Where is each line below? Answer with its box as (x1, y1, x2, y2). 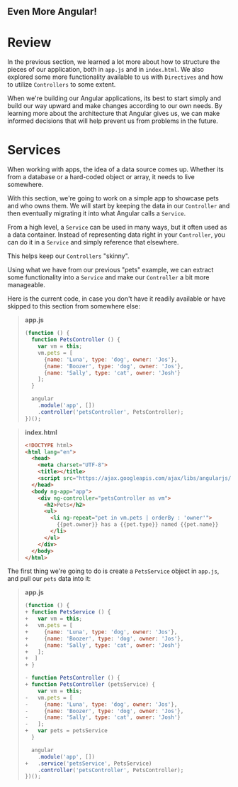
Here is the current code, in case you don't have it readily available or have (7, 294, 226, 303)
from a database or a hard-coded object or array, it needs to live (7, 173, 195, 181)
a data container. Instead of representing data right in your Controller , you (7, 230, 225, 239)
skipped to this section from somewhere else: (7, 302, 140, 311)
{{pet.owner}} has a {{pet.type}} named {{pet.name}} (56, 521, 219, 528)
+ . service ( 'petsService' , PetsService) (24, 760, 152, 767)
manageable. (7, 281, 46, 289)
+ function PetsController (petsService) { (24, 681, 156, 688)
